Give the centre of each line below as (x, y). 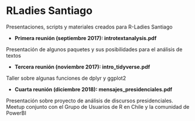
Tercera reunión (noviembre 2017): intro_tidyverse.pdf (82, 67)
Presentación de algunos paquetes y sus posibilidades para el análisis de (94, 49)
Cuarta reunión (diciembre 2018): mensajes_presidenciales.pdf (93, 89)
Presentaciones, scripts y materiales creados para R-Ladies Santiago (89, 27)
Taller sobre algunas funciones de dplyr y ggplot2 (66, 78)
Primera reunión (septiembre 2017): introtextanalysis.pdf (85, 38)
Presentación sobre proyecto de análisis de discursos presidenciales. (90, 101)
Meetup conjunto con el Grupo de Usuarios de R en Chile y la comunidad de (98, 106)
